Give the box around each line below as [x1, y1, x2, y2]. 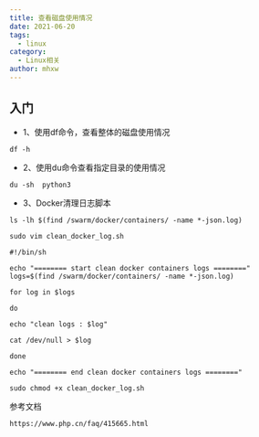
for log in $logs [9, 287, 76, 297]
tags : [9, 30, 30, 39]
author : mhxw [9, 65, 59, 74]
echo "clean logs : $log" [9, 319, 108, 329]
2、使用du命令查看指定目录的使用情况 [22, 162, 166, 173]
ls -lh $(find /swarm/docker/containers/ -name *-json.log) [9, 216, 243, 225]
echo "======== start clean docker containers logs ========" [9, 263, 251, 272]
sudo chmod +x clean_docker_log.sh [9, 383, 145, 393]
